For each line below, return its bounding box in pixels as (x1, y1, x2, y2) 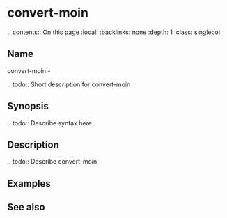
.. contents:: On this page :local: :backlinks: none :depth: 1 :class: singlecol (7, 28, 221, 36)
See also (7, 201, 45, 213)
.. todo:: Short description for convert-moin (7, 80, 131, 88)
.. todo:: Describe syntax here (7, 118, 93, 127)
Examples (7, 178, 51, 189)
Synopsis (7, 100, 49, 112)
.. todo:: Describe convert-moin (7, 157, 97, 166)
